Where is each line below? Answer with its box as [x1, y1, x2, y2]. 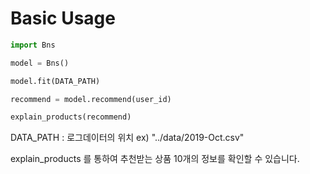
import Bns [10, 40, 56, 50]
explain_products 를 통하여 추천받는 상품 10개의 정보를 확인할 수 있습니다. [10, 153, 300, 165]
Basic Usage [10, 7, 116, 30]
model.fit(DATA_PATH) [10, 76, 101, 86]
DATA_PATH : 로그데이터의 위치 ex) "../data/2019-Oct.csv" [10, 132, 245, 144]
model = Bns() [10, 58, 70, 68]
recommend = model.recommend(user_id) [10, 94, 172, 104]
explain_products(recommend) [10, 112, 132, 122]
